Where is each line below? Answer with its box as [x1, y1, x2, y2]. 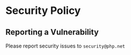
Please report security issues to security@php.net [5, 42, 125, 49]
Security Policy [5, 4, 81, 17]
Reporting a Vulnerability [5, 27, 99, 37]
